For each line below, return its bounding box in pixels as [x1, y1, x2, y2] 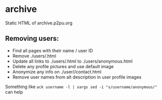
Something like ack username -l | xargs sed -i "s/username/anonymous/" [5, 84, 158, 90]
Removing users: [5, 34, 59, 43]
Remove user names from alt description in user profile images [12, 74, 142, 80]
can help [5, 89, 23, 95]
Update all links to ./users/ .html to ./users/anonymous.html [12, 58, 133, 64]
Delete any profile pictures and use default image [12, 63, 114, 69]
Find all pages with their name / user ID [12, 47, 93, 53]
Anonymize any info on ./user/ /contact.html [12, 69, 102, 75]
